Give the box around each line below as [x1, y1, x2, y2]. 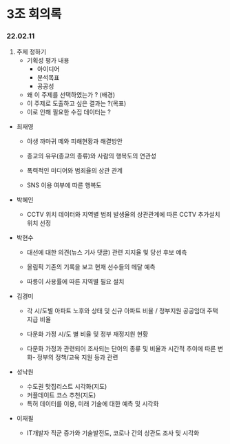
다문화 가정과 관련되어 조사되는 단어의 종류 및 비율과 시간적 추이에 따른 [26, 345, 216, 353]
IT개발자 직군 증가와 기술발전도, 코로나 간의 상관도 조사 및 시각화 [26, 429, 200, 437]
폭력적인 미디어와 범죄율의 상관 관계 [26, 167, 123, 175]
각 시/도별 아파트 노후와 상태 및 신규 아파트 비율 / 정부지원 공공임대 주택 [26, 307, 218, 315]
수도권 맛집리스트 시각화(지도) [26, 383, 107, 391]
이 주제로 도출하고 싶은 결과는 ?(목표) [26, 99, 127, 107]
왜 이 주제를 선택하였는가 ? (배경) [26, 91, 116, 99]
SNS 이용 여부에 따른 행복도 [26, 181, 102, 189]
